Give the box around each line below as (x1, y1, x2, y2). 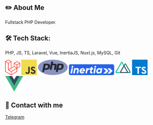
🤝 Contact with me (5, 101, 63, 110)
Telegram (5, 114, 25, 120)
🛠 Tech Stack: (5, 34, 51, 42)
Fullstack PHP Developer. (5, 19, 57, 25)
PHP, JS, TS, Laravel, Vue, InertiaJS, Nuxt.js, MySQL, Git (5, 49, 120, 55)
